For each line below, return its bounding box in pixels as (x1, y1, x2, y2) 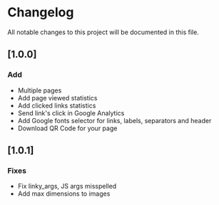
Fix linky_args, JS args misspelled (17, 182, 117, 191)
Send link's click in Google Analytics (17, 108, 125, 117)
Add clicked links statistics (17, 101, 96, 110)
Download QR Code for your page (17, 124, 118, 132)
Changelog (7, 4, 74, 21)
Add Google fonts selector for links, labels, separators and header (17, 116, 212, 125)
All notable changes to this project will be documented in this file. (7, 28, 200, 36)
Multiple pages (17, 86, 62, 95)
